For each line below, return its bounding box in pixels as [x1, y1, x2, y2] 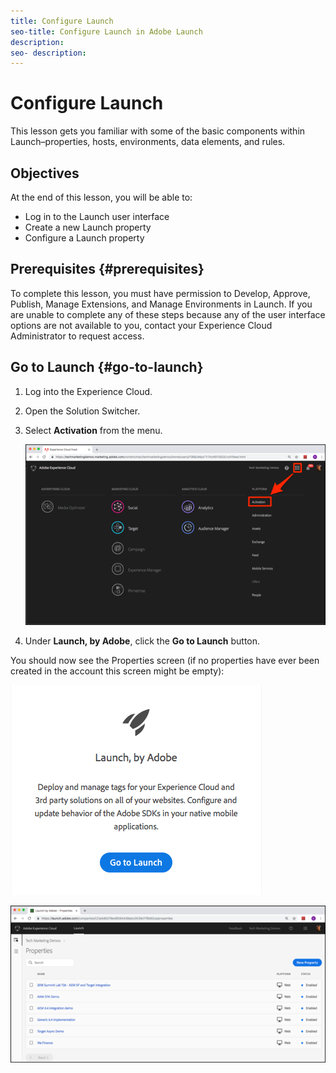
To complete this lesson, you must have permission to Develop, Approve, [10, 287, 311, 299]
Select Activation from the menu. [24, 424, 163, 436]
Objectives [10, 165, 80, 182]
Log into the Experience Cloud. [24, 385, 153, 397]
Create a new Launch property [24, 221, 152, 233]
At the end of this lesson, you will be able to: [10, 191, 193, 203]
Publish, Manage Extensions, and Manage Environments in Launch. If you [10, 298, 313, 310]
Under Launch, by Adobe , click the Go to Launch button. [24, 635, 261, 647]
